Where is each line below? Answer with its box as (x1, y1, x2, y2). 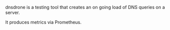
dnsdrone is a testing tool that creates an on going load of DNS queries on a (5, 4, 165, 10)
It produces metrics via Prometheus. (5, 19, 82, 25)
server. (5, 9, 20, 15)
